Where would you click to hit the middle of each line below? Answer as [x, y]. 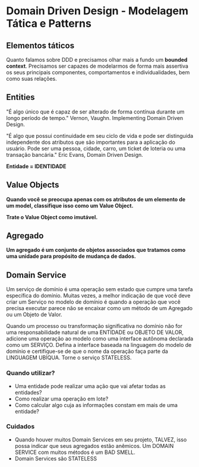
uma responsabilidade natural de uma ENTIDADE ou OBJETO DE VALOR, [95, 332]
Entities [20, 97]
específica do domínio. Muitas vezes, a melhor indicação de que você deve [98, 296]
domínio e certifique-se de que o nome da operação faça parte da [87, 351]
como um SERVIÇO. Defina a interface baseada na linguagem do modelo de [99, 345]
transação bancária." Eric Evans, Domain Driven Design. [75, 154]
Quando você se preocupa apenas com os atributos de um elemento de [96, 199]
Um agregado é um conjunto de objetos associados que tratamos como [96, 250]
